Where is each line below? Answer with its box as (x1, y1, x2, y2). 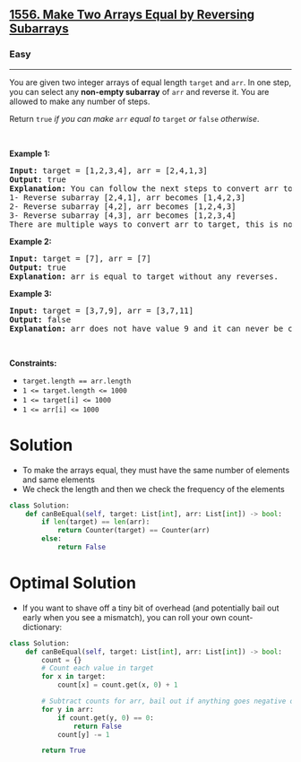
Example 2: (9, 236, 52, 247)
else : (41, 534, 63, 543)
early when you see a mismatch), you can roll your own (21, 611, 227, 622)
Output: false (9, 314, 72, 325)
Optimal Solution (9, 573, 137, 593)
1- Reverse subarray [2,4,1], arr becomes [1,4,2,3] (9, 192, 246, 203)
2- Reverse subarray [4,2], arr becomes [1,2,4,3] (9, 201, 236, 212)
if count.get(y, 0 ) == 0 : (56, 713, 154, 723)
